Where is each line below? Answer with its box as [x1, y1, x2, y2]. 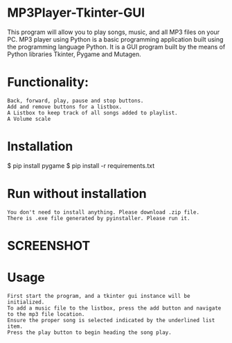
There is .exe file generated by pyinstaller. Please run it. [7, 215, 190, 221]
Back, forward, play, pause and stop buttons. [7, 97, 144, 104]
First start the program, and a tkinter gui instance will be [7, 292, 190, 299]
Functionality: [7, 74, 89, 90]
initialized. [7, 299, 45, 306]
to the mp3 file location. [7, 310, 85, 317]
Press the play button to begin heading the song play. [7, 328, 172, 336]
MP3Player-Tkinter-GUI [7, 5, 145, 21]
